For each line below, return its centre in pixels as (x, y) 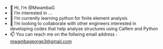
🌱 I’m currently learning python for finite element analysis (69, 18)
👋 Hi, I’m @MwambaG (32, 8)
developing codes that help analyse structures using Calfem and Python (84, 29)
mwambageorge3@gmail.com (41, 41)
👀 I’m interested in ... (31, 13)
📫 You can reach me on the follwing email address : (63, 34)
